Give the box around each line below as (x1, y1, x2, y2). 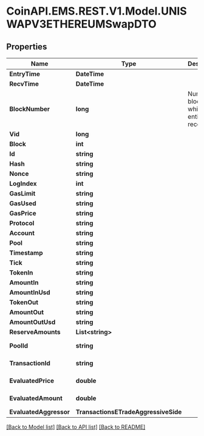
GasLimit (9, 189, 36, 197)
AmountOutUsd (9, 318, 56, 326)
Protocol (9, 219, 35, 227)
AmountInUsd (9, 288, 50, 297)
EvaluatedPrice (9, 376, 55, 385)
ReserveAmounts (9, 328, 61, 336)
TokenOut (9, 298, 38, 306)
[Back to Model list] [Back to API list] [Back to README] (6, 423, 146, 431)
